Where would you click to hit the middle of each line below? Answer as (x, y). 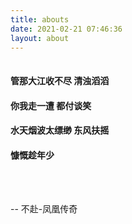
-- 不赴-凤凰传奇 (44, 209)
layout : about (40, 38)
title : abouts (40, 19)
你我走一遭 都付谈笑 (51, 105)
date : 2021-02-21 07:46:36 (66, 29)
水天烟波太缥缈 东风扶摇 (60, 130)
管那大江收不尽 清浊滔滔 (60, 80)
